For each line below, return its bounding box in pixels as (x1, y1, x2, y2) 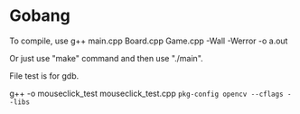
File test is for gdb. (9, 70, 80, 81)
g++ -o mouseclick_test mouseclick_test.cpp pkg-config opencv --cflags (9, 88, 284, 99)
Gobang (9, 5, 70, 26)
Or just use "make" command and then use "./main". (9, 52, 203, 63)
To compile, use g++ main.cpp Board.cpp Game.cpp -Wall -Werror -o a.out (9, 35, 288, 46)
